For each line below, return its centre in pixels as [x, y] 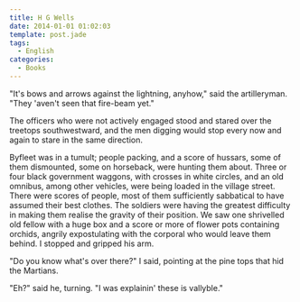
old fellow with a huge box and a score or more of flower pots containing [145, 224]
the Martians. [34, 270]
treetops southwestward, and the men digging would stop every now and [145, 130]
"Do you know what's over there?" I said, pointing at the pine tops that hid [147, 261]
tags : [19, 43]
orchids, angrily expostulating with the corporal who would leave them [140, 233]
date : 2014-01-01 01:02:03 [60, 26]
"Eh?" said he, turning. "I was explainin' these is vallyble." [117, 288]
